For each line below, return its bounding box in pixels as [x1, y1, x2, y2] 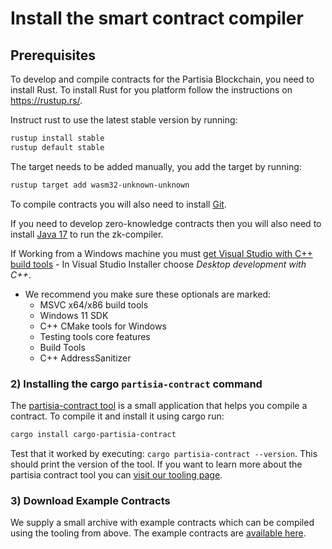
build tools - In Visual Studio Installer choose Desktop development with [10, 258, 307, 270]
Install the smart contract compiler [10, 7, 304, 30]
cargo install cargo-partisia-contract [10, 429, 177, 439]
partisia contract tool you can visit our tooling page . [10, 468, 223, 481]
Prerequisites [10, 47, 96, 64]
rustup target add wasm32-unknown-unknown [10, 180, 190, 190]
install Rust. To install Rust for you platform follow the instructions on [10, 84, 293, 96]
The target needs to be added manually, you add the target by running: [10, 160, 302, 172]
